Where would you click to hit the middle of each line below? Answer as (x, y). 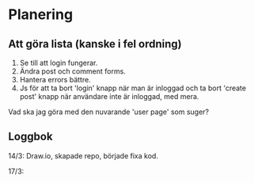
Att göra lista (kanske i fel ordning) (95, 44)
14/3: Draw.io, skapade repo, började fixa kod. (83, 155)
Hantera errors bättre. (55, 80)
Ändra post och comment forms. (73, 71)
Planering (41, 15)
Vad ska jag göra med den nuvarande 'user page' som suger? (109, 112)
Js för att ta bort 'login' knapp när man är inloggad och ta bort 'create (133, 88)
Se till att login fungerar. (59, 63)
